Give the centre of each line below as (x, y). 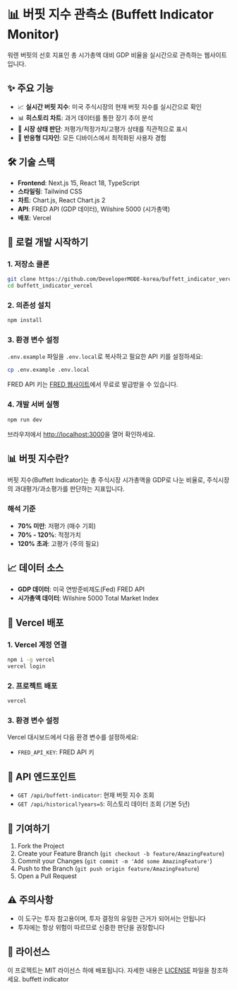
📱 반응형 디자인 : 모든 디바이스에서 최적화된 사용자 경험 (92, 137)
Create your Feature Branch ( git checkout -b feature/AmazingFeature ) (121, 853)
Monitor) (34, 34)
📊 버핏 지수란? (38, 459)
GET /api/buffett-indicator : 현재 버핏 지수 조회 (86, 795)
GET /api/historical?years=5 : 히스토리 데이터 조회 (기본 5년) (104, 804)
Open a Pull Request (47, 876)
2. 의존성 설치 (29, 305)
